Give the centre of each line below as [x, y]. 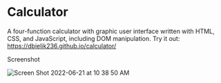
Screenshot [23, 59]
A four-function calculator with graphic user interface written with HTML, [111, 31]
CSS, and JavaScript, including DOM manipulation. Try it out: [94, 38]
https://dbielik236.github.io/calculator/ [62, 46]
